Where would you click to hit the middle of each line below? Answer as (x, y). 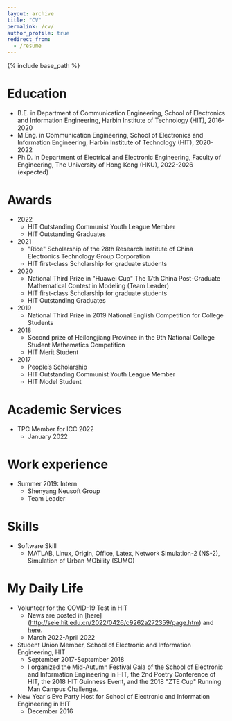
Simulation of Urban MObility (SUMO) (81, 561)
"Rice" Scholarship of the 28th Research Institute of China (110, 249)
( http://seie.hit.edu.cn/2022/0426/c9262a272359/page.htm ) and (121, 622)
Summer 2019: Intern (47, 483)
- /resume (27, 46)
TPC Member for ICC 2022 (55, 429)
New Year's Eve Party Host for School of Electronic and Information (113, 696)
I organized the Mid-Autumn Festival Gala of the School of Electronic (125, 667)
